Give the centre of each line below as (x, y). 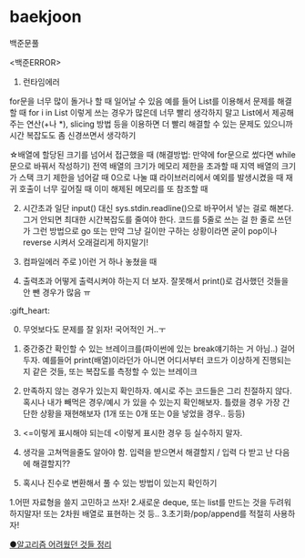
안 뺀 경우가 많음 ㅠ (56, 292)
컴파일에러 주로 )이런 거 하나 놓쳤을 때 (90, 261)
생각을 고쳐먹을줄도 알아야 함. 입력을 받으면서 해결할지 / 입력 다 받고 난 (147, 451)
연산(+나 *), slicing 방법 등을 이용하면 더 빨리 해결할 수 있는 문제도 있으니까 (159, 124)
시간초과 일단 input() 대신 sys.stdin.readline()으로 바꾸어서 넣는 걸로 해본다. (158, 208)
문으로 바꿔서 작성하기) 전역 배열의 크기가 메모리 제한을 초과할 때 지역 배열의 (144, 166)
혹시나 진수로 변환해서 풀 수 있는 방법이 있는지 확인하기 (120, 482)
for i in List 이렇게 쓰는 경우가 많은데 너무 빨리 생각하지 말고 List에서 (149, 112)
